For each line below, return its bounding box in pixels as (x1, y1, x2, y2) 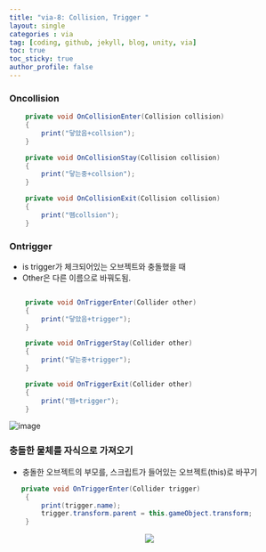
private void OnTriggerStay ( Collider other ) (25, 339, 193, 348)
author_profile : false (9, 63, 93, 72)
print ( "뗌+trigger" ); (41, 396, 120, 405)
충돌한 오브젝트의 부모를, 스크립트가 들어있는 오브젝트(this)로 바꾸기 (21, 467, 258, 477)
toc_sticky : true (9, 54, 74, 63)
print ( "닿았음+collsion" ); (41, 128, 136, 138)
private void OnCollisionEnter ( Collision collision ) (25, 112, 225, 121)
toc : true (9, 46, 46, 55)
